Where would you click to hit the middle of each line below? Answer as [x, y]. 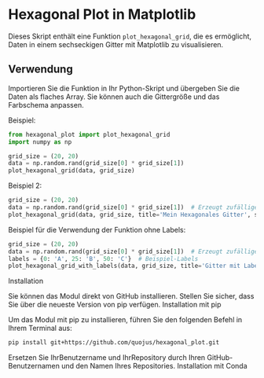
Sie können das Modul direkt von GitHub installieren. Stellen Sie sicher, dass [131, 296]
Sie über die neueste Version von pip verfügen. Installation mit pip [115, 305]
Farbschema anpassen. [46, 105]
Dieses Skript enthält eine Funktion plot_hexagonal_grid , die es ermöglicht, [130, 36]
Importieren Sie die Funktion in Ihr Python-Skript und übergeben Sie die [124, 88]
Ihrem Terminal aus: [40, 328]
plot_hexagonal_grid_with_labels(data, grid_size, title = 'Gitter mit [125, 266]
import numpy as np [40, 142]
